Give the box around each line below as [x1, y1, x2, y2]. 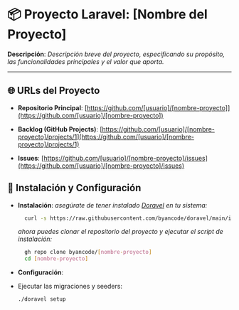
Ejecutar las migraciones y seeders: [17, 282, 123, 291]
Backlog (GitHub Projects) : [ [17, 124, 102, 133]
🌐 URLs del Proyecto [7, 85, 100, 97]
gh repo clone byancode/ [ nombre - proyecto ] [24, 249, 152, 256]
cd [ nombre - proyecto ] [24, 255, 89, 262]
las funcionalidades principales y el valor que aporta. [7, 57, 165, 65]
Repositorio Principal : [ [17, 103, 87, 112]
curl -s [24, 215, 48, 222]
